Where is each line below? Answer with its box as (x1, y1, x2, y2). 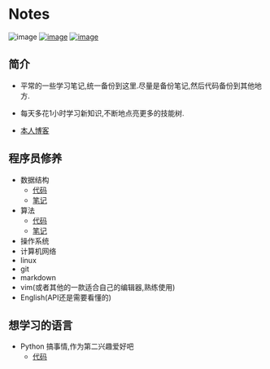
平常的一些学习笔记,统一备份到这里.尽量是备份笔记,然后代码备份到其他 (20, 81, 255, 90)
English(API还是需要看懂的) (20, 292, 112, 302)
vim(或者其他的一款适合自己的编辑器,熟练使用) (20, 282, 176, 292)
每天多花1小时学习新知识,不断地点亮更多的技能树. (20, 108, 185, 118)
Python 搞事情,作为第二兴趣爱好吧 (20, 341, 134, 351)
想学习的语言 (8, 318, 73, 332)
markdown (20, 272, 57, 282)
